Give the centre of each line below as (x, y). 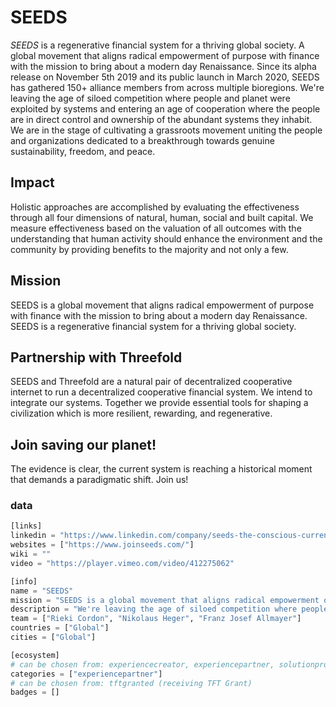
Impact (32, 182)
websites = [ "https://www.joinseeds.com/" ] (102, 545)
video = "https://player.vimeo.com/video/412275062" (122, 563)
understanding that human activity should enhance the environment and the (166, 238)
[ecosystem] (35, 655)
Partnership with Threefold (96, 357)
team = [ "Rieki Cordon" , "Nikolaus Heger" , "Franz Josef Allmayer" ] (156, 619)
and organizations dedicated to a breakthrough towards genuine (142, 140)
